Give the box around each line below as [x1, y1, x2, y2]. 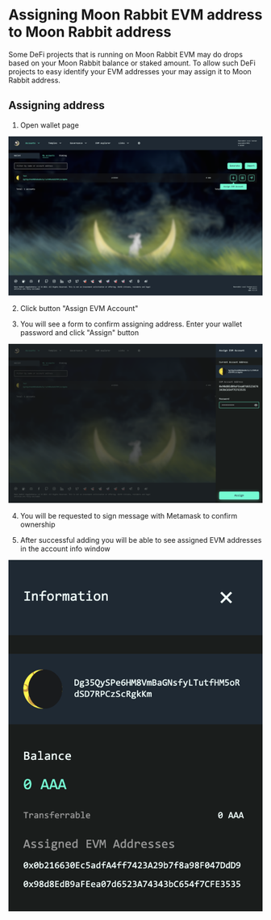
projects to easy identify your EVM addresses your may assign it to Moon [8, 66, 252, 76]
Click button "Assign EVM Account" [19, 303, 139, 313]
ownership [19, 519, 56, 529]
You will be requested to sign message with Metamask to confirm [19, 510, 238, 520]
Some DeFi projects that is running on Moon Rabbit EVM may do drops [8, 49, 244, 59]
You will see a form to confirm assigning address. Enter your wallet [19, 319, 243, 329]
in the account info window [19, 544, 110, 553]
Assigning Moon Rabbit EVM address [8, 6, 263, 24]
